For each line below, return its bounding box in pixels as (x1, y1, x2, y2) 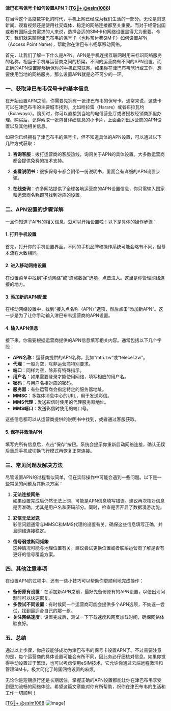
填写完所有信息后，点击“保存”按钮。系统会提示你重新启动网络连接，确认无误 (5, 441, 165, 447)
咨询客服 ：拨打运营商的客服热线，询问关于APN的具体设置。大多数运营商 (12, 151, 165, 157)
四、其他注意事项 (5, 565, 47, 572)
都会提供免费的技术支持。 (12, 157, 67, 164)
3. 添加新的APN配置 (5, 294, 47, 300)
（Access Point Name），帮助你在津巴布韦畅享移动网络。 (5, 41, 125, 47)
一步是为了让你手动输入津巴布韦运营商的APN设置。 (5, 312, 113, 319)
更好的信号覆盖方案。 (12, 551, 58, 557)
